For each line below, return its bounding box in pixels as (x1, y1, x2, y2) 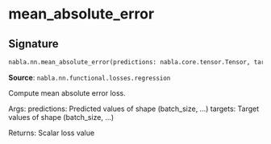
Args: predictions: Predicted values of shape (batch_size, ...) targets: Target (8, 104, 260, 113)
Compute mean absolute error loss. (8, 88, 127, 97)
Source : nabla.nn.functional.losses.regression (8, 72, 171, 82)
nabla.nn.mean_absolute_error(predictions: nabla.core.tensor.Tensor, (8, 58, 251, 66)
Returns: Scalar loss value (8, 128, 95, 138)
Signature (8, 37, 59, 51)
